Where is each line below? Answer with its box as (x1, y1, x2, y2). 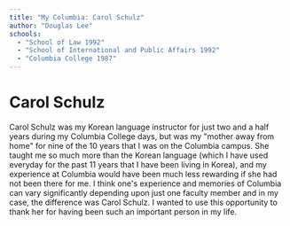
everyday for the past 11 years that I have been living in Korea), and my (9, 159, 268, 169)
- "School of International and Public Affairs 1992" (17, 46, 220, 55)
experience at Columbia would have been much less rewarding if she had (9, 168, 278, 179)
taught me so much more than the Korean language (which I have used (9, 150, 269, 160)
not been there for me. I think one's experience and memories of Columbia (9, 178, 282, 189)
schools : (9, 29, 42, 38)
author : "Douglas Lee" (9, 21, 93, 30)
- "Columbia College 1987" (17, 54, 117, 63)
